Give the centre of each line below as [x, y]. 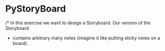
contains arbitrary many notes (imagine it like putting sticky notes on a [86, 38]
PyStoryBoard [36, 9]
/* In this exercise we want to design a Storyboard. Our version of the [78, 23]
